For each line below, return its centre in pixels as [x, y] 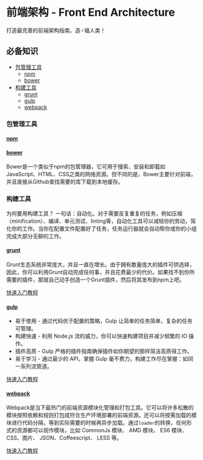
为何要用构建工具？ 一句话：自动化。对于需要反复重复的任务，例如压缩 [94, 213]
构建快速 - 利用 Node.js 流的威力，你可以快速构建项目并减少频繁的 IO [101, 336]
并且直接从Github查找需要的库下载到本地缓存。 [65, 182]
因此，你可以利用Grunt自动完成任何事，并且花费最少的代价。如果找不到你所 [101, 272]
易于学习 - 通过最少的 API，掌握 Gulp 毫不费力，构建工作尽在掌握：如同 [104, 359]
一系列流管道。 [34, 366]
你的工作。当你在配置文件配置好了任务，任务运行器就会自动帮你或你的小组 [104, 228]
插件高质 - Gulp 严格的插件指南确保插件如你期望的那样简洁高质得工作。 [104, 351]
